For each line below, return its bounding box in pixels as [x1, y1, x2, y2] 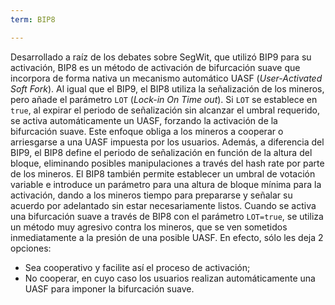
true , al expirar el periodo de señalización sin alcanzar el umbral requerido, [10, 104, 321, 116]
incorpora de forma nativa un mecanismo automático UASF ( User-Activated [10, 72, 323, 84]
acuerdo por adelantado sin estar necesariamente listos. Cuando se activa [10, 199, 317, 211]
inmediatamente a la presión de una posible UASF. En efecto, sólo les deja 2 [10, 231, 324, 243]
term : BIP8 [10, 14, 56, 25]
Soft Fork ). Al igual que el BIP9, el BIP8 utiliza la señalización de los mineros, [10, 82, 325, 95]
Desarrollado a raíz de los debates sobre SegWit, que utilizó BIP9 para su [10, 51, 312, 63]
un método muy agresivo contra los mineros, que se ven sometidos [10, 221, 288, 233]
